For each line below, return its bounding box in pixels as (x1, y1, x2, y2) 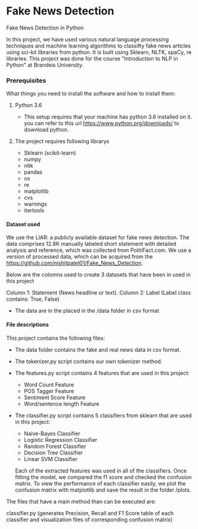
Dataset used (6, 221, 40, 228)
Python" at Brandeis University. (6, 61, 84, 69)
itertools (23, 207, 45, 214)
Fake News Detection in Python (6, 24, 84, 31)
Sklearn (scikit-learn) (23, 149, 76, 157)
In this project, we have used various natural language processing (6, 35, 169, 43)
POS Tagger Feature (23, 387, 74, 394)
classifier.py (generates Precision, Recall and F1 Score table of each (6, 509, 174, 516)
